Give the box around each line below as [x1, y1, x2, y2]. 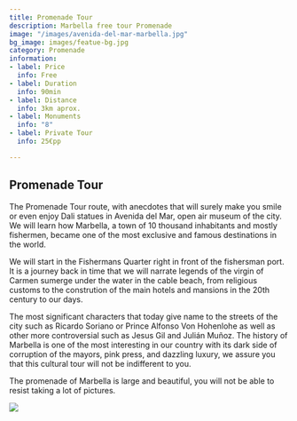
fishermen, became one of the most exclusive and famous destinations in [9, 229, 277, 240]
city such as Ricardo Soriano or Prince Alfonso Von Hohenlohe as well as [9, 321, 276, 331]
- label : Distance [9, 95, 77, 105]
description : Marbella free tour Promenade [9, 21, 173, 30]
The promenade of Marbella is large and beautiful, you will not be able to [9, 375, 275, 386]
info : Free [17, 71, 58, 80]
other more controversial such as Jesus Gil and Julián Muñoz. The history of [9, 330, 288, 340]
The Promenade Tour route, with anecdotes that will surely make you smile [9, 201, 282, 211]
